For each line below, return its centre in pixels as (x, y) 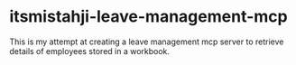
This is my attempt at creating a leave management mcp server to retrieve (147, 42)
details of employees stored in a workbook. (89, 51)
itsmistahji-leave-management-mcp (148, 17)
